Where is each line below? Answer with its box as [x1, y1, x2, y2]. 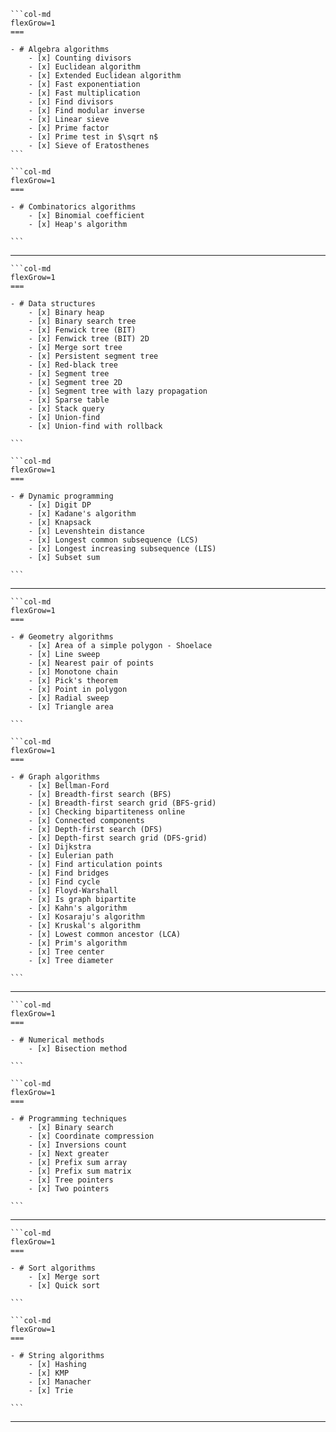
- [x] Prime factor [28, 123, 110, 133]
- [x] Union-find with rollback [28, 421, 163, 431]
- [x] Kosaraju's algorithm [28, 912, 145, 922]
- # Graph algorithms [10, 772, 101, 782]
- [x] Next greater [28, 1149, 110, 1159]
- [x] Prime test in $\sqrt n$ [28, 132, 159, 142]
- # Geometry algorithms [10, 632, 114, 642]
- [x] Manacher [28, 1377, 92, 1387]
